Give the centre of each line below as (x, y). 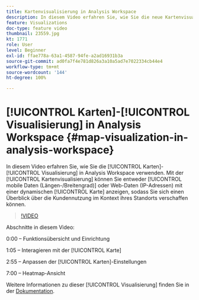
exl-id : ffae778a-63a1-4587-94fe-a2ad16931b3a (65, 56)
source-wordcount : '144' (37, 72)
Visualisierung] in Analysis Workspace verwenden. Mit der (113, 173)
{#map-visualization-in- (127, 138)
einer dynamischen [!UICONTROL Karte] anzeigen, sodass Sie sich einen (95, 192)
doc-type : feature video (37, 28)
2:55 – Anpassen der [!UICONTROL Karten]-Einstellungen (76, 262)
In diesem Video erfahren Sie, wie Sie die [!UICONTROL (74, 167)
